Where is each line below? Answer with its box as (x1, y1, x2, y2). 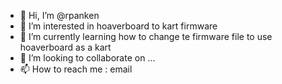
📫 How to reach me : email (19, 63, 133, 75)
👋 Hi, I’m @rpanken (19, 10, 100, 21)
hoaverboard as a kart (19, 41, 112, 53)
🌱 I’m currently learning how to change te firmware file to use (19, 31, 273, 42)
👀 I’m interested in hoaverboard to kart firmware (19, 20, 218, 32)
